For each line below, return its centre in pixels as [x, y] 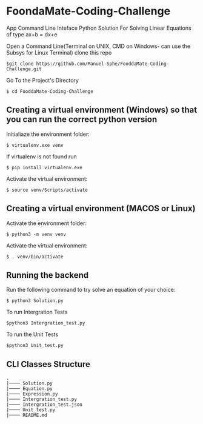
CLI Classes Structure [48, 364]
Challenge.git [24, 69]
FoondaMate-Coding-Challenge [88, 11]
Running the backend [48, 275]
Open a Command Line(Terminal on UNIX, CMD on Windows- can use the [98, 46]
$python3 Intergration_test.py [46, 323]
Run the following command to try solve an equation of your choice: [91, 290]
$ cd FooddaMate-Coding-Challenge [50, 91]
